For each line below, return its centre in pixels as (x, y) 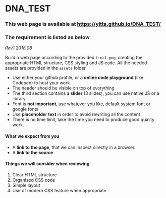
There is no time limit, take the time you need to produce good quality (83, 119)
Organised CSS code (34, 180)
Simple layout (26, 185)
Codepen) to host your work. (42, 83)
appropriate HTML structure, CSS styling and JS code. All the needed (76, 63)
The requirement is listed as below (48, 38)
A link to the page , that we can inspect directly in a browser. (74, 147)
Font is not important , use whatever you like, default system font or (81, 104)
